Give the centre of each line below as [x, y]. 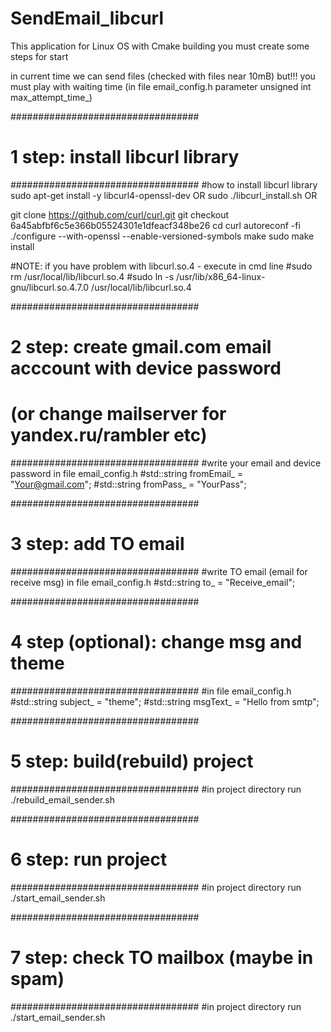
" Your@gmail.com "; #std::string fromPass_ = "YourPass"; [128, 484]
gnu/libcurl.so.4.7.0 [50, 287]
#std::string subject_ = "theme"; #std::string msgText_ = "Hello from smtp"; [165, 701]
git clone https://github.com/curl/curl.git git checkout [120, 214]
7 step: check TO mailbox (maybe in [162, 957]
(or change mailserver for [118, 414]
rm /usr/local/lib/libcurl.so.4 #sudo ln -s [92, 276]
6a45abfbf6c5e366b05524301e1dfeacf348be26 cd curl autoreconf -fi [155, 225]
